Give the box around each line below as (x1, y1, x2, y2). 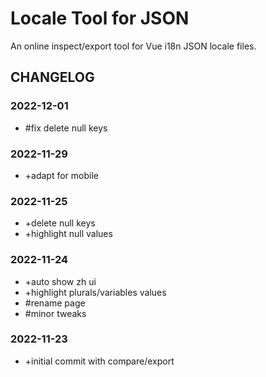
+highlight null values (24, 228, 113, 240)
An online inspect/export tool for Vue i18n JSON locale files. (10, 40, 257, 52)
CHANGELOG (10, 69, 95, 86)
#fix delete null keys (24, 122, 108, 134)
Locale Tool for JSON (10, 7, 190, 30)
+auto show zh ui (24, 275, 97, 287)
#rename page (24, 297, 86, 309)
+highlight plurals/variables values (24, 286, 167, 298)
